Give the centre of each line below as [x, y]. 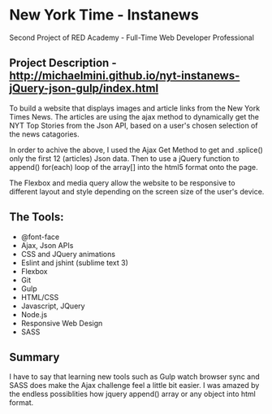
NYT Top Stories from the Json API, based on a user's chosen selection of [134, 125]
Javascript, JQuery [53, 306]
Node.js [34, 314]
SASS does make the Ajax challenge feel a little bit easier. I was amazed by [134, 386]
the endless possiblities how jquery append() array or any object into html [133, 394]
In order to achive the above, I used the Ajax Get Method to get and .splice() [136, 150]
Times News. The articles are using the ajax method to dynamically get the [134, 116]
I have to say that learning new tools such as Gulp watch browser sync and [135, 377]
